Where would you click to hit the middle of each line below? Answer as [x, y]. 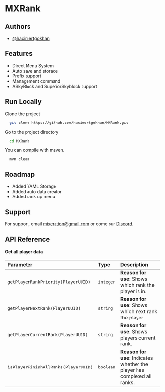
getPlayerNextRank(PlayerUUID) [44, 308]
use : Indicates [137, 358]
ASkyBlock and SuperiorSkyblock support [55, 86]
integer [107, 282]
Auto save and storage [35, 71]
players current [138, 338]
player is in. [133, 291]
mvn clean [19, 159]
